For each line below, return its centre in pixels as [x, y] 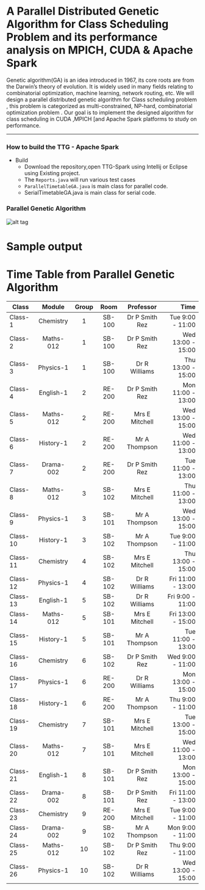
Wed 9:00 [182, 656]
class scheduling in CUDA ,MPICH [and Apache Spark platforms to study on [102, 119]
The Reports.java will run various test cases [80, 180]
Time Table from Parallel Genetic [91, 274]
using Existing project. [52, 173]
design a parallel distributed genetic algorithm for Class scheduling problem [102, 99]
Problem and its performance [82, 37]
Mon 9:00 [182, 827]
